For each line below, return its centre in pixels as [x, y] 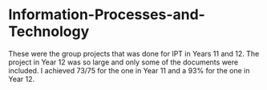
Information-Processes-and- [107, 15]
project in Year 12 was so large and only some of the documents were [123, 62]
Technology [49, 31]
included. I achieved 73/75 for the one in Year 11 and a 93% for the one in [129, 70]
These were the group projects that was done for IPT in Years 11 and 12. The [134, 53]
